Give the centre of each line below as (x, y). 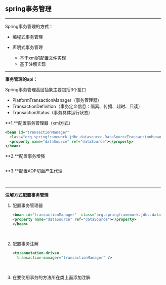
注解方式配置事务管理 (27, 195)
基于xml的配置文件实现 (43, 58)
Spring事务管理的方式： (29, 26)
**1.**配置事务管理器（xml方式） (39, 123)
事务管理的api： (21, 79)
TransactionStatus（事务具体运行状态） (52, 112)
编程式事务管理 (27, 37)
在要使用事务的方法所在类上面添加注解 (51, 277)
